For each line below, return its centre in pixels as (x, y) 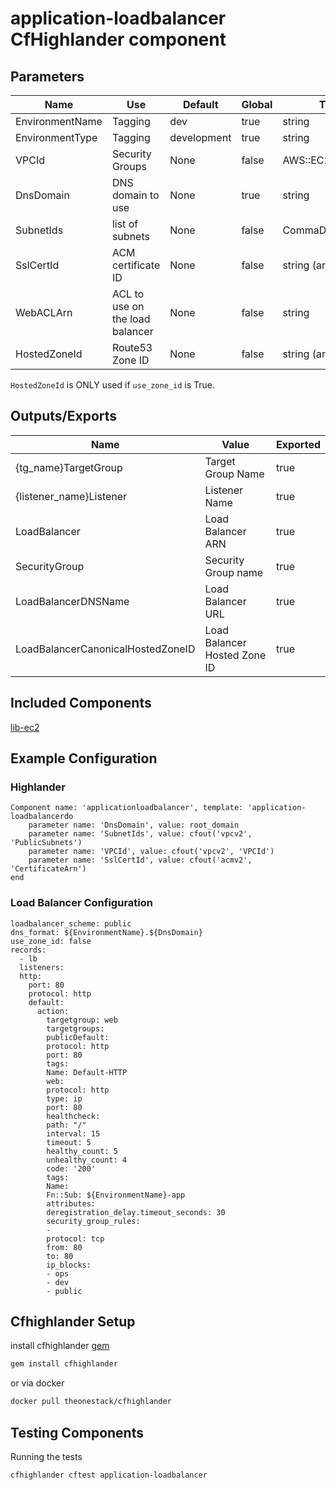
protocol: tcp (75, 1238)
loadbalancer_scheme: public (71, 923)
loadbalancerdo (42, 817)
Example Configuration (84, 758)
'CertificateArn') (48, 869)
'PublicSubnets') (46, 843)
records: (28, 950)
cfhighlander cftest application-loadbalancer (109, 1475)
